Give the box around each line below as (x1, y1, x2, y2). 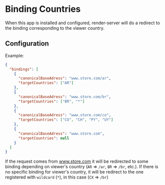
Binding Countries (5, 3, 81, 15)
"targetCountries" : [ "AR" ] (18, 81, 74, 86)
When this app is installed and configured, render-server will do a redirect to (5, 20, 160, 26)
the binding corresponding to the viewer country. (5, 25, 105, 31)
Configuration (5, 40, 49, 48)
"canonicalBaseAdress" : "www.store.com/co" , (18, 113, 111, 118)
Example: (5, 52, 24, 58)
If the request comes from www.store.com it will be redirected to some (5, 158, 149, 164)
